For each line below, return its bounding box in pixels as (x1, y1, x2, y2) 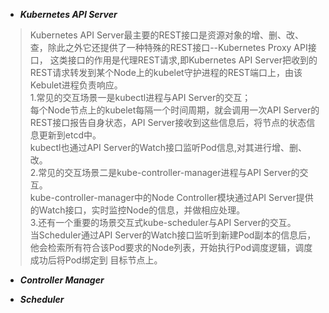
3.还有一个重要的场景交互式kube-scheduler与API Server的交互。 (29, 217, 297, 228)
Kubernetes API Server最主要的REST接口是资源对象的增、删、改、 (29, 29, 304, 41)
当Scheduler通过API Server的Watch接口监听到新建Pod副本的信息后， (29, 229, 317, 241)
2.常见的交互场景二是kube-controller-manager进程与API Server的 (29, 167, 300, 178)
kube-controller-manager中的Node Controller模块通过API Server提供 (29, 192, 314, 203)
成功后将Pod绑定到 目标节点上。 (29, 254, 163, 266)
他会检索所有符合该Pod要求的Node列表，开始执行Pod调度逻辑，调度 (29, 242, 313, 253)
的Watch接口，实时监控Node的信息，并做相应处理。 (29, 204, 246, 216)
